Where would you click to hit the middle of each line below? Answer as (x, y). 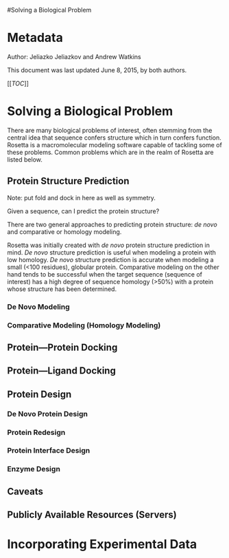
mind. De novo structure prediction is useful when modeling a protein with (111, 252)
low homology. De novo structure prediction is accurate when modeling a (110, 259)
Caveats (25, 491)
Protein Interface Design (49, 451)
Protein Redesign (36, 432)
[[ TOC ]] (18, 83)
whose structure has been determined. (62, 289)
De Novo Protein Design (47, 414)
